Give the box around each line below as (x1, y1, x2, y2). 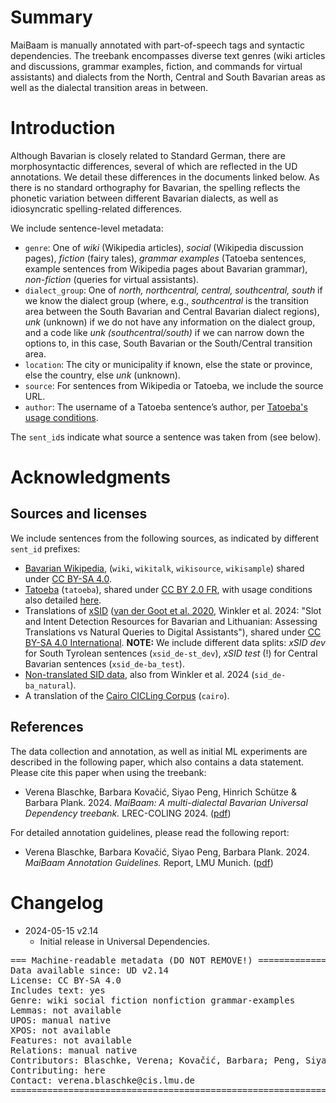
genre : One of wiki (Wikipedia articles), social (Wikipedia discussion (24, 241, 304, 253)
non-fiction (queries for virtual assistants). (24, 273, 200, 285)
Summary (10, 6, 93, 29)
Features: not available (10, 1034, 132, 1046)
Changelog (10, 891, 104, 914)
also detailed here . (24, 594, 102, 606)
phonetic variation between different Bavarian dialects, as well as (10, 192, 279, 204)
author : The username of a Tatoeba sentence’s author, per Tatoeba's (24, 401, 308, 413)
